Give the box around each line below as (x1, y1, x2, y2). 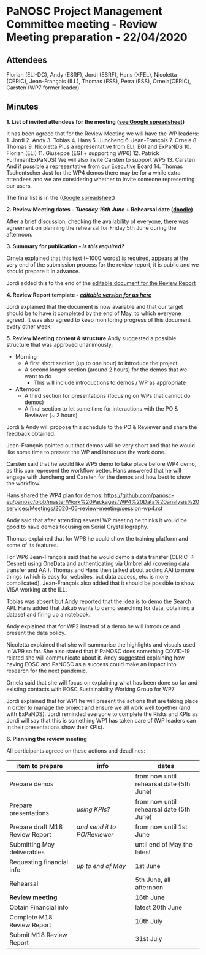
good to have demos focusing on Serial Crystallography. (6, 523, 149, 530)
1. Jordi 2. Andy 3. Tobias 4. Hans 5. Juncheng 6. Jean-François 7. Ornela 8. (6, 136, 198, 143)
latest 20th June (134, 903, 183, 911)
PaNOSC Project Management (6, 4, 162, 18)
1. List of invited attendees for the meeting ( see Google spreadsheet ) (6, 118, 185, 125)
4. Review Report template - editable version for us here (6, 291, 152, 299)
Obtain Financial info (9, 903, 69, 911)
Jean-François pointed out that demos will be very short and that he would (6, 441, 195, 449)
